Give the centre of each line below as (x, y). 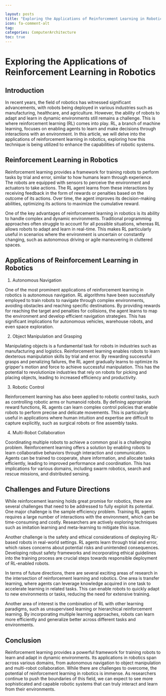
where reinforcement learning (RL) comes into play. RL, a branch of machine (83, 123)
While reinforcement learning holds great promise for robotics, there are (78, 501)
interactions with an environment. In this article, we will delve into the (75, 134)
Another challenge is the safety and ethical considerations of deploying (78, 537)
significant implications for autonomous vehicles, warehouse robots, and (79, 321)
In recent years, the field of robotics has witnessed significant (68, 102)
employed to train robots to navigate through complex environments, (75, 300)
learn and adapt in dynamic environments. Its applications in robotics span (81, 658)
